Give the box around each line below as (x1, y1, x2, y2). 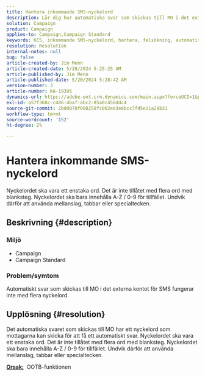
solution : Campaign (6, 20, 56, 26)
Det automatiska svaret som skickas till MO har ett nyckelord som (6, 325, 171, 333)
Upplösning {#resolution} (6, 309, 106, 320)
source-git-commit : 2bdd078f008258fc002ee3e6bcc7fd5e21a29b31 (6, 105, 168, 112)
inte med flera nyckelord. (6, 292, 69, 299)
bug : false (6, 54, 34, 60)
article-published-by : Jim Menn (6, 71, 88, 77)
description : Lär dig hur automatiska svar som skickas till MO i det (6, 15, 190, 21)
